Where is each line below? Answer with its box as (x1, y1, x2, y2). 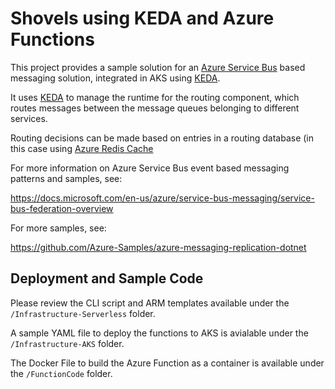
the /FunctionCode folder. (10, 367, 113, 379)
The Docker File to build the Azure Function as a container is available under (10, 357, 325, 369)
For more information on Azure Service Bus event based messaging (10, 162, 290, 174)
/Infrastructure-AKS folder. (10, 337, 125, 349)
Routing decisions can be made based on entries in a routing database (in (10, 132, 314, 144)
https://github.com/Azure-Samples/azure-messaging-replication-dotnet (10, 241, 307, 253)
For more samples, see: (10, 222, 107, 234)
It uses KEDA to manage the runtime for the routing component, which (10, 91, 300, 103)
